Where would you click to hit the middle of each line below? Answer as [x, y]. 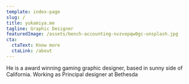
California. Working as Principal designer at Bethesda [72, 74]
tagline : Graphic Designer [40, 28]
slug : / [16, 17]
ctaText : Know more [36, 46]
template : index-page [33, 12]
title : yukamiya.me [31, 23]
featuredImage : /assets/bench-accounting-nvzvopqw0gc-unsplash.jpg [92, 34]
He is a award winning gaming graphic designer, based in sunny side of [94, 68]
